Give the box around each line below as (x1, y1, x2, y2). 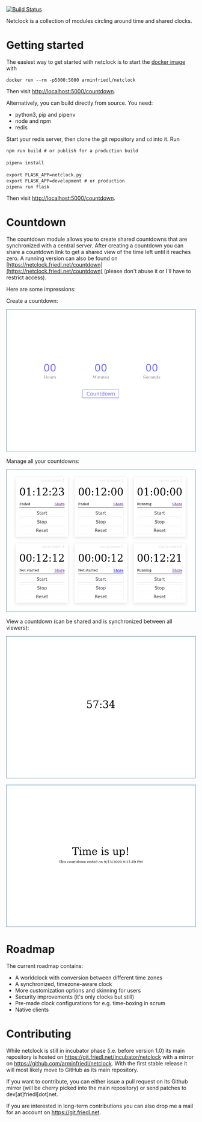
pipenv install (6, 160, 44, 166)
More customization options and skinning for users (14, 987, 141, 994)
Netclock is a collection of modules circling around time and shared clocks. (6, 17, 192, 24)
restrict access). (6, 274, 47, 281)
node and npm (14, 117, 51, 125)
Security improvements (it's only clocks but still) (14, 993, 135, 1000)
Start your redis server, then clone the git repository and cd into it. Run (6, 135, 180, 143)
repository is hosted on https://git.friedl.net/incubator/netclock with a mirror (6, 1053, 194, 1061)
